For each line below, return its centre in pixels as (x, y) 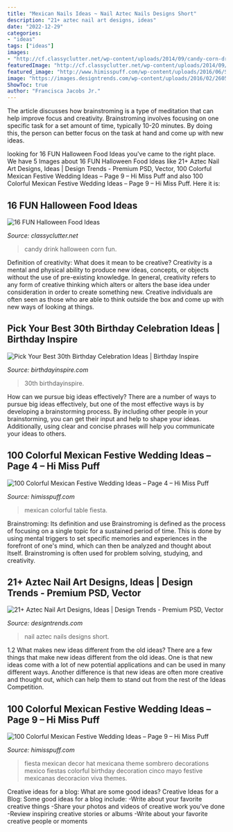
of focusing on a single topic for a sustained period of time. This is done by (114, 531)
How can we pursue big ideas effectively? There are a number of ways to (112, 396)
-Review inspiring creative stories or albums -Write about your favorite (107, 814)
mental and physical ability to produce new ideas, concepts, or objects (108, 270)
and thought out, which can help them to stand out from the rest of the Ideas (116, 680)
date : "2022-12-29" (35, 26)
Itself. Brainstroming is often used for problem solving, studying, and (105, 553)
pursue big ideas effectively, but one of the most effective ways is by (106, 404)
